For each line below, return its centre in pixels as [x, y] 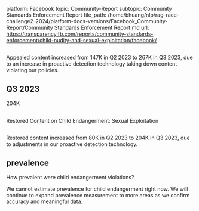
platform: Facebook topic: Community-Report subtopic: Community [89, 9]
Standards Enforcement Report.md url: [102, 27]
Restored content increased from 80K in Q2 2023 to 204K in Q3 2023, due [98, 138]
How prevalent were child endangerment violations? [70, 177]
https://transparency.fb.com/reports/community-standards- [80, 34]
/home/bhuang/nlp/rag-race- [143, 15]
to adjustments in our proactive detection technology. [72, 144]
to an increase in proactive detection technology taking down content [92, 64]
